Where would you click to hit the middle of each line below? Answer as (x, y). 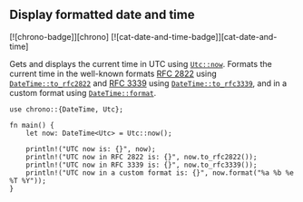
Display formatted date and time (102, 15)
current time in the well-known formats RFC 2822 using (113, 73)
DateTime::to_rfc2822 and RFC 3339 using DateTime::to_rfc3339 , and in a (148, 83)
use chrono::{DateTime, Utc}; (67, 109)
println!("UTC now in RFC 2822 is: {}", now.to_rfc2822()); (142, 157)
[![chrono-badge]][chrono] (59, 36)
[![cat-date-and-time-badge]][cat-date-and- (194, 36)
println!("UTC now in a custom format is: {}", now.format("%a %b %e (160, 173)
